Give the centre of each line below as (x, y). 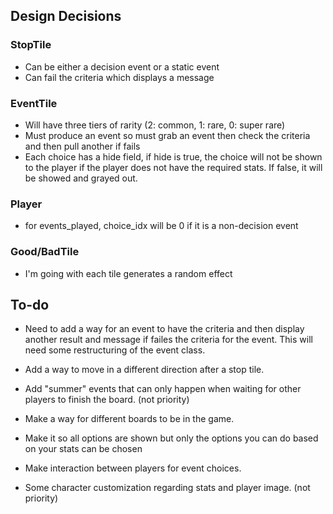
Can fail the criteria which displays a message (119, 77)
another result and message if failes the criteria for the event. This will (168, 340)
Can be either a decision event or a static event (122, 66)
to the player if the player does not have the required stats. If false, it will (173, 167)
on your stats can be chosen (83, 449)
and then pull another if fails (82, 146)
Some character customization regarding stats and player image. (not (167, 488)
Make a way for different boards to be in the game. (129, 419)
